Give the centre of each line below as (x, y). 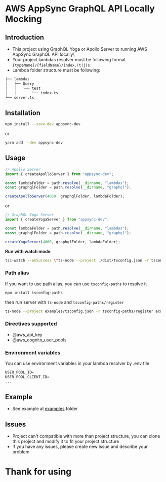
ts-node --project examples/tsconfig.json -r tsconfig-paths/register (79, 311)
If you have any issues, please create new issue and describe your (80, 446)
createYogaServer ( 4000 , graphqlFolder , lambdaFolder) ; (63, 242)
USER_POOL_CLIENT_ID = (27, 377)
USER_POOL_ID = (20, 372)
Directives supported (31, 324)
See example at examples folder (45, 409)
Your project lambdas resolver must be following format (69, 59)
